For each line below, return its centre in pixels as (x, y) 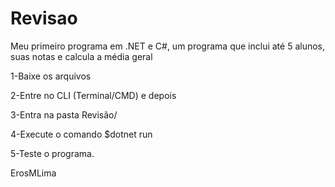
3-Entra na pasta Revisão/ (64, 114)
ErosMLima (33, 173)
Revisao (44, 18)
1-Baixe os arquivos (51, 76)
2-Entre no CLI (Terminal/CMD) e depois (93, 95)
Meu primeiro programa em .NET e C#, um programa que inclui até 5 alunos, (168, 46)
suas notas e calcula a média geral (81, 56)
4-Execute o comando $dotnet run (81, 134)
